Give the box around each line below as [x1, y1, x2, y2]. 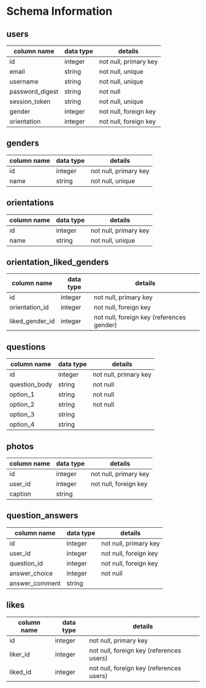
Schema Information [6, 4, 113, 18]
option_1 [9, 390, 35, 399]
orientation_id [9, 303, 49, 311]
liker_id [9, 650, 31, 659]
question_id [9, 559, 43, 568]
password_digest [9, 87, 59, 96]
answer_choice [9, 569, 53, 577]
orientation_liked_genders [6, 257, 109, 268]
